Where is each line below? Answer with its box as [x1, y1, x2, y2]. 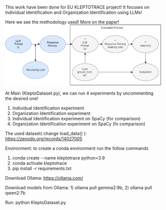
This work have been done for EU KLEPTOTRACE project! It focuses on [5, 4, 150, 10]
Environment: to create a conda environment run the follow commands [5, 146, 149, 152]
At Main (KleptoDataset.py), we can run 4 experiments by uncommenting [5, 90, 154, 96]
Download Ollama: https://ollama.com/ [5, 175, 83, 181]
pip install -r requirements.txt [12, 165, 72, 171]
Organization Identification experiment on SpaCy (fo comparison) [12, 121, 146, 127]
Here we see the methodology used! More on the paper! [5, 19, 120, 25]
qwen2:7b [5, 190, 26, 196]
